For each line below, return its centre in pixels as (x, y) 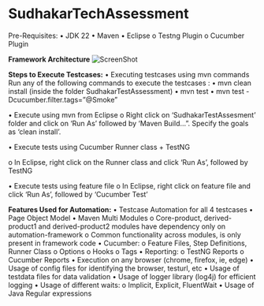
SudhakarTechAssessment (99, 14)
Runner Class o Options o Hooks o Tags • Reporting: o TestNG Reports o (126, 251)
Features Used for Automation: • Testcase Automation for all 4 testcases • (131, 209)
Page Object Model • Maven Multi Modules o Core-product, (105, 218)
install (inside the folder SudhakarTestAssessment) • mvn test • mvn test (126, 91)
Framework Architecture (49, 59)
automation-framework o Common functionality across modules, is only (125, 234)
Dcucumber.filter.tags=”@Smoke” (63, 99)
